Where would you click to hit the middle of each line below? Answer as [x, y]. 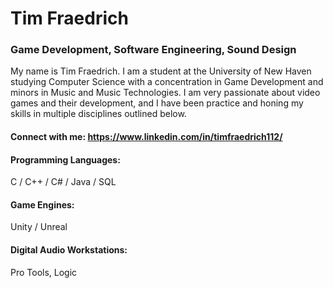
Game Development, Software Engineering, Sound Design [153, 50]
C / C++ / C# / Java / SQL [63, 182]
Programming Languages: [65, 159]
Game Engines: [42, 204]
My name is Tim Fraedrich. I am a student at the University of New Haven [161, 71]
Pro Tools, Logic [44, 272]
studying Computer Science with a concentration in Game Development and [167, 82]
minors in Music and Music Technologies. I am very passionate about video [165, 93]
